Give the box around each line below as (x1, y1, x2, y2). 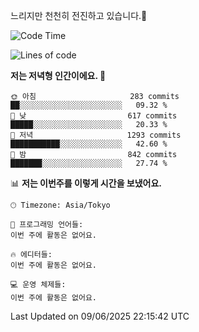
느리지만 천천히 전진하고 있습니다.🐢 (10, 10, 148, 21)
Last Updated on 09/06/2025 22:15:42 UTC (10, 310, 190, 322)
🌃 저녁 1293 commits (10, 130, 182, 140)
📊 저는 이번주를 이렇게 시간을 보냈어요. (10, 177, 163, 189)
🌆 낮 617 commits (10, 111, 178, 121)
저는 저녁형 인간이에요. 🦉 (10, 70, 107, 81)
